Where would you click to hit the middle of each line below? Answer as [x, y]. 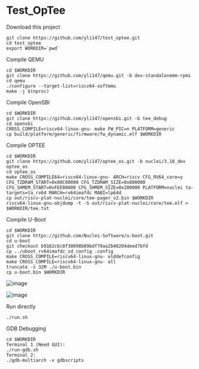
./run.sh [17, 317]
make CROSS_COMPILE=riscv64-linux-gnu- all [61, 262]
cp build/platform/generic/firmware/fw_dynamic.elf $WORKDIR [84, 134]
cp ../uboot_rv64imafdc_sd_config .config [60, 251]
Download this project [33, 27]
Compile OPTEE [26, 145]
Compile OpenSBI [28, 102]
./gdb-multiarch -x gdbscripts [45, 360]
